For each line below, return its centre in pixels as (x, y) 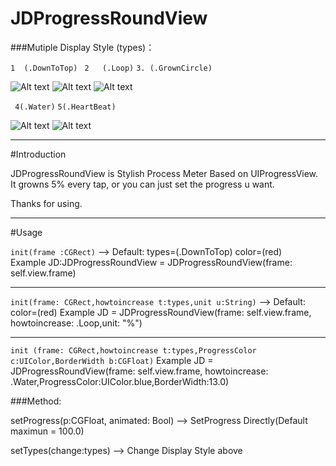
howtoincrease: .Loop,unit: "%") (76, 323)
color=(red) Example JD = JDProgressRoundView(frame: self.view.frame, (161, 312)
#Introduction (38, 154)
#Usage (26, 232)
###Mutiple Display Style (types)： (82, 47)
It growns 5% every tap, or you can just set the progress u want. (142, 184)
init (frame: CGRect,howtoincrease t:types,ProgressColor (133, 350)
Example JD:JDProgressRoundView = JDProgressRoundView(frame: (151, 262)
